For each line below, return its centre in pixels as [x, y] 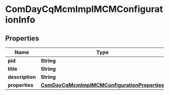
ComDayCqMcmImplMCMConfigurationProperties [102, 85]
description [22, 77]
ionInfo [20, 20]
